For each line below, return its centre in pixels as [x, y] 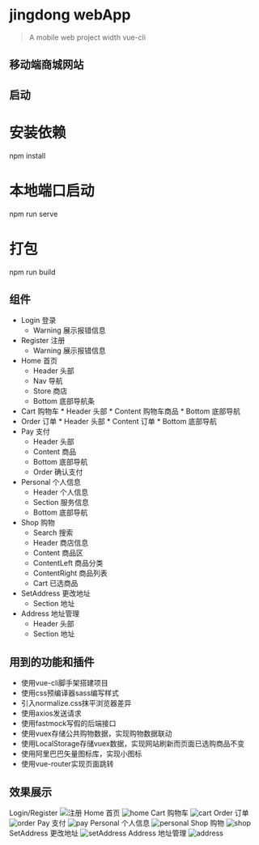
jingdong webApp [70, 15]
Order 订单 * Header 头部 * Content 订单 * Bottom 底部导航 [119, 422]
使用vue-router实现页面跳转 [67, 764]
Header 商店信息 [61, 543]
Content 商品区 [58, 553]
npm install [28, 155]
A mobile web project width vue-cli [87, 37]
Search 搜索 [53, 533]
